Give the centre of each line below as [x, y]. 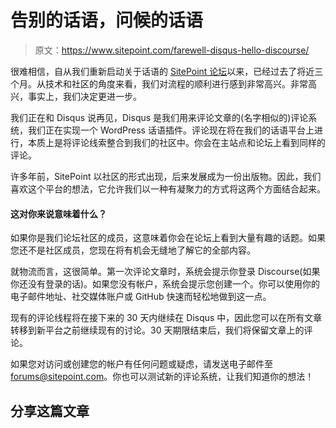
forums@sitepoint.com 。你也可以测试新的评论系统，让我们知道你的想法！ [162, 377]
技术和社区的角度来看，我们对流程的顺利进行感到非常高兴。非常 [176, 83]
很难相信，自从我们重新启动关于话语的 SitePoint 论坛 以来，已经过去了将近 [162, 71]
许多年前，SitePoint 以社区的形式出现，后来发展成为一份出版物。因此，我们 [166, 176]
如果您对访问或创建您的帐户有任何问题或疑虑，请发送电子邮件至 [141, 364]
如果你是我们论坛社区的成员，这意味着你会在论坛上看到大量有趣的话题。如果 [168, 238]
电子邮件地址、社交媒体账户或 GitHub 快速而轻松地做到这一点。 [141, 297]
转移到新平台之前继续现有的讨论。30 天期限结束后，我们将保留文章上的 [157, 330]
